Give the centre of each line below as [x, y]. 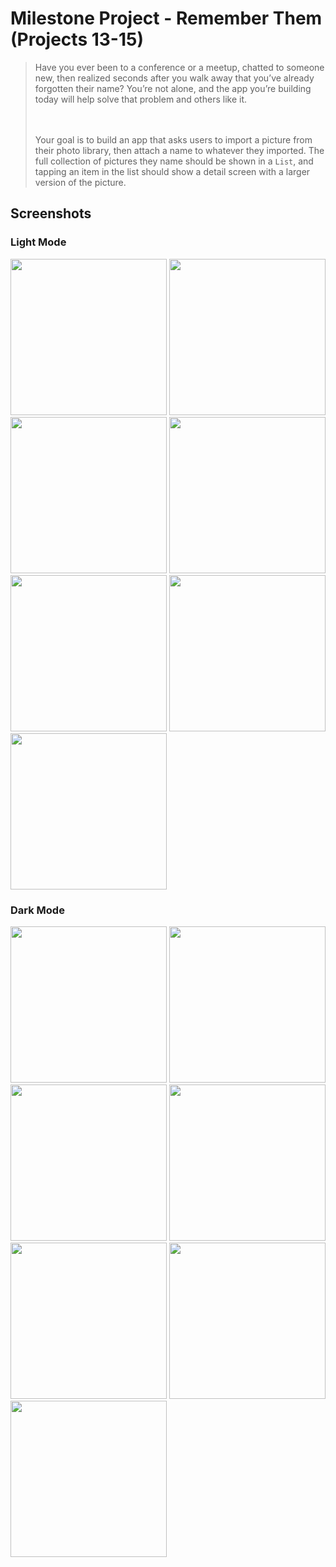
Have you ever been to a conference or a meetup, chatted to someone [179, 67]
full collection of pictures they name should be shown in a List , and [174, 161]
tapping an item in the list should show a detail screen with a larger [172, 171]
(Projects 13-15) [77, 39]
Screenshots [51, 213]
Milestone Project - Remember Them [166, 18]
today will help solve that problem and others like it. [140, 99]
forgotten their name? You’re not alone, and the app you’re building [173, 88]
